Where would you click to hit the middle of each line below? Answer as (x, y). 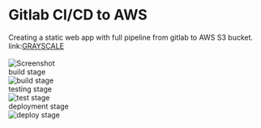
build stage (27, 71)
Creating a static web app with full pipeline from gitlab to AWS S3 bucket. (131, 37)
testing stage (30, 89)
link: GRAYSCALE (36, 45)
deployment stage (39, 106)
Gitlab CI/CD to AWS (78, 15)
